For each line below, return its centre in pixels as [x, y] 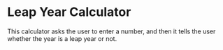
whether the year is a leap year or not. [62, 38]
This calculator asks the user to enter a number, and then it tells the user [111, 31]
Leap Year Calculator [69, 12]
